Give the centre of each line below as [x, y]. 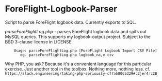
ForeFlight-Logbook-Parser [61, 9]
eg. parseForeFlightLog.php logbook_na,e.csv [67, 55]
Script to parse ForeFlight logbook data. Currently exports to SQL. [71, 22]
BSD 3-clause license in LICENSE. [39, 41]
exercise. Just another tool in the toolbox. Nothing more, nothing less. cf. [78, 69]
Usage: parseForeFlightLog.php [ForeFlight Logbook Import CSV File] [86, 51]
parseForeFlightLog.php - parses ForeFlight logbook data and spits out [76, 31]
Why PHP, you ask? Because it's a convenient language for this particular [78, 64]
